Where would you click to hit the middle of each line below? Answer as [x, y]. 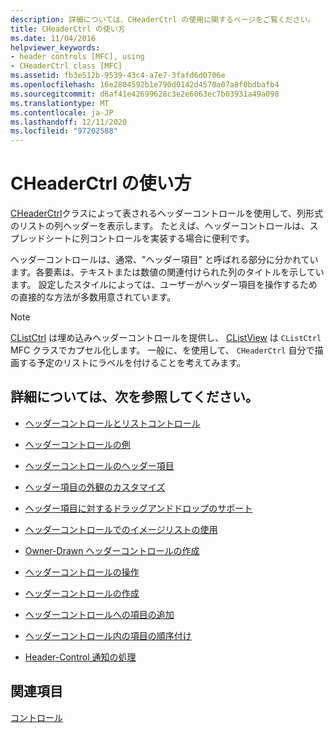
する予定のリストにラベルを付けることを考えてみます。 [132, 363]
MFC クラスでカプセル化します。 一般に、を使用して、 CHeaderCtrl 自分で [162, 350]
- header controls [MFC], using [77, 57]
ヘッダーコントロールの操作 [82, 572]
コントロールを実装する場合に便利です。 [171, 238]
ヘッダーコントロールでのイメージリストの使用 [121, 529]
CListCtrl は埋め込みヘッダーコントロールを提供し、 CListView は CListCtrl [166, 338]
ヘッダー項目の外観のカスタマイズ [95, 487]
